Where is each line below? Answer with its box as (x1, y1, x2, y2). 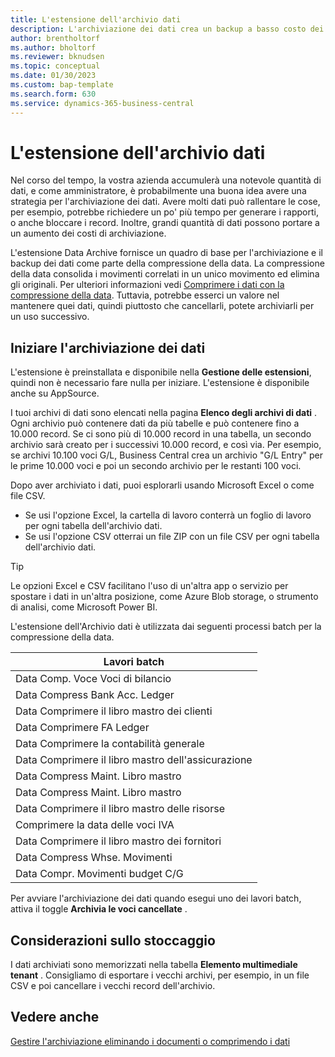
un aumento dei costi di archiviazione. (10, 227, 167, 240)
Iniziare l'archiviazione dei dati (10, 339, 206, 356)
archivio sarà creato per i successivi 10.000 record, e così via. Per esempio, (10, 439, 322, 451)
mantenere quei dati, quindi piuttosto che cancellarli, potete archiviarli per (10, 300, 315, 312)
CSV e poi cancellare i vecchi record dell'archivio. (10, 980, 216, 992)
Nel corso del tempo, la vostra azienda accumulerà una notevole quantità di (10, 174, 322, 186)
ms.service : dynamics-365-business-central (10, 98, 195, 108)
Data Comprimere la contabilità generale (15, 737, 205, 751)
